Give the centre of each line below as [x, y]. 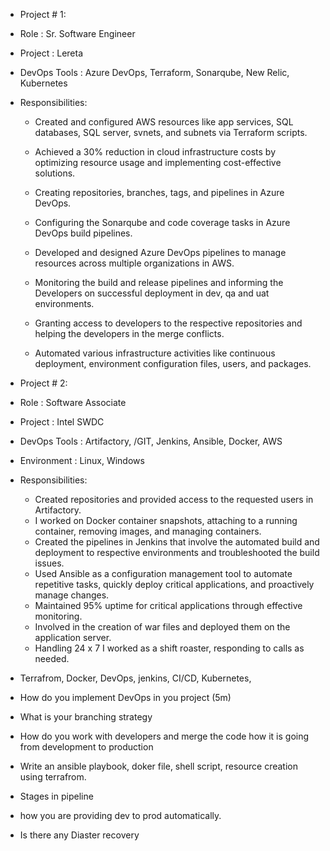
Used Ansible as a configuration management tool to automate [163, 573]
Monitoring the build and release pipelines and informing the [159, 282]
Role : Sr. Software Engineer [77, 33]
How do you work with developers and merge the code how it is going [164, 736]
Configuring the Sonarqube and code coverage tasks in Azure [162, 222]
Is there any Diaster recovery [79, 835]
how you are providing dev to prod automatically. [120, 815]
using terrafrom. [53, 777]
